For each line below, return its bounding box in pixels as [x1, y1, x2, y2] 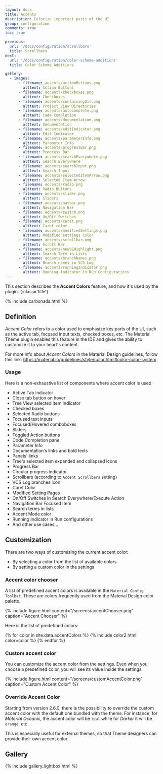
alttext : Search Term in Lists [23, 251, 87, 256]
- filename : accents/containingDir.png [18, 99, 100, 104]
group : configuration [5, 21, 50, 26]
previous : [5, 39, 26, 45]
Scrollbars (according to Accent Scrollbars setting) [12, 474, 117, 480]
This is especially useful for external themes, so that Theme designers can [5, 730, 157, 736]
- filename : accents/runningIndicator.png [18, 265, 107, 270]
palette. [5, 598, 21, 604]
